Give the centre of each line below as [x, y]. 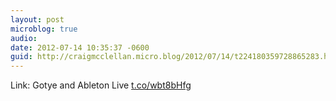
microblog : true [44, 29]
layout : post [37, 19]
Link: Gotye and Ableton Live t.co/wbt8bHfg [101, 85]
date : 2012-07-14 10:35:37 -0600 [80, 47]
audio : [24, 38]
